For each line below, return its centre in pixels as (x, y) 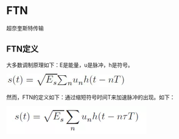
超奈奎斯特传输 (25, 28)
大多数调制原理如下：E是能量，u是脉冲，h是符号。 (70, 65)
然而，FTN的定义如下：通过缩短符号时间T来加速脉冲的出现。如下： (91, 97)
